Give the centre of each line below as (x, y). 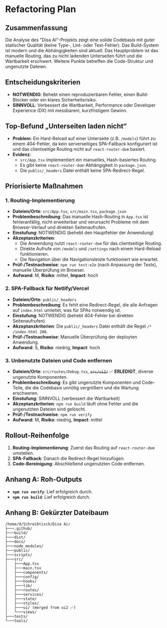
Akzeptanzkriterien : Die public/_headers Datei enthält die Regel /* (82, 326)
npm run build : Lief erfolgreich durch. (51, 497)
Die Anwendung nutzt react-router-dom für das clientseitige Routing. (91, 243)
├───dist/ (16, 538)
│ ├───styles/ (22, 603)
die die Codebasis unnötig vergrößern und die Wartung (82, 387)
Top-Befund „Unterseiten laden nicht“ (66, 126)
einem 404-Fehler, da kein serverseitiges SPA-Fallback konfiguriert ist (85, 144)
